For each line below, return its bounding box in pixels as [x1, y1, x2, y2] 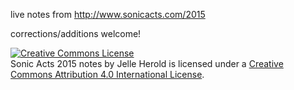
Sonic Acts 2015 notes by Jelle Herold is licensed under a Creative [10, 58, 284, 69]
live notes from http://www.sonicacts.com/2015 [10, 9, 206, 20]
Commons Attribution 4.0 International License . [10, 69, 205, 80]
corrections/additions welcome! [10, 28, 142, 39]
